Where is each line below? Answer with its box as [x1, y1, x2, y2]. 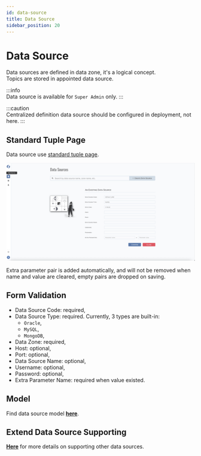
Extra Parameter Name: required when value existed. [14, 376, 145, 383]
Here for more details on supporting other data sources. [6, 443, 145, 450]
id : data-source [6, 10, 47, 16]
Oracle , [23, 319, 42, 326]
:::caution [6, 105, 30, 112]
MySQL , [23, 325, 39, 332]
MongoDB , [23, 332, 45, 339]
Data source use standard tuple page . [6, 151, 99, 158]
